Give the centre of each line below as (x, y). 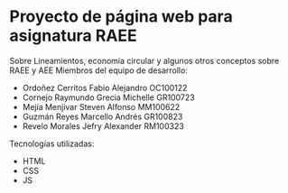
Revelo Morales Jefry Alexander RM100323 (103, 126)
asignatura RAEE (73, 36)
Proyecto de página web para (121, 17)
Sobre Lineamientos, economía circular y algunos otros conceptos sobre (144, 60)
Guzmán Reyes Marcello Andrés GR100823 (102, 116)
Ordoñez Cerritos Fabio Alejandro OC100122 (105, 87)
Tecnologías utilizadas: (52, 143)
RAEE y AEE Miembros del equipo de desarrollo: (98, 70)
